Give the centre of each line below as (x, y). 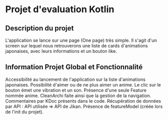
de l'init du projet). (24, 112)
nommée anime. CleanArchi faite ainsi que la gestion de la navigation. (78, 96)
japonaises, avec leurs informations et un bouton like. (61, 51)
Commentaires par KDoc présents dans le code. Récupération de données (83, 101)
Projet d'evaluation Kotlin (60, 9)
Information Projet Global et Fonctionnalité (74, 67)
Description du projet (40, 28)
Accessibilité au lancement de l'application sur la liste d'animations (76, 79)
